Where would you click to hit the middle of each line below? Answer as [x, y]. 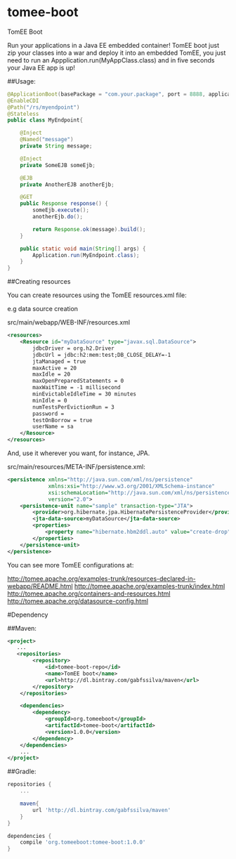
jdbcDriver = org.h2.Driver [73, 348]
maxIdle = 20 [52, 374]
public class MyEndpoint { [45, 120]
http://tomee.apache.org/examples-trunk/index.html [150, 586]
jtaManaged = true [59, 361]
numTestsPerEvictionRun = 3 [73, 407]
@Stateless [23, 114]
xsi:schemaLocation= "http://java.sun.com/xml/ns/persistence [139, 492]
